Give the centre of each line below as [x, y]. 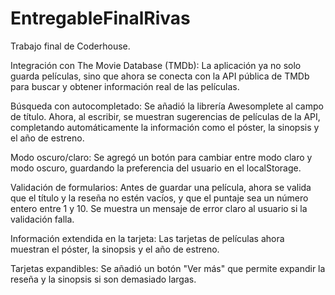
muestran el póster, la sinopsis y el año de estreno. [115, 249]
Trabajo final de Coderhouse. [70, 46]
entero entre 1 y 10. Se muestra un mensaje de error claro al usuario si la [159, 208]
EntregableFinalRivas [100, 18]
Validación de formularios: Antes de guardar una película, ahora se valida [161, 187]
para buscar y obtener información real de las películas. [125, 86]
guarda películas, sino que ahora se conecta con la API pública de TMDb [160, 76]
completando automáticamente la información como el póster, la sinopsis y [165, 127]
